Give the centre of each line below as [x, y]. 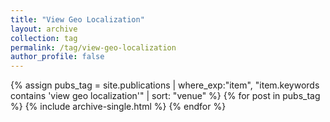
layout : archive [44, 29]
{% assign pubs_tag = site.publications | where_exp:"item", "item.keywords [165, 85]
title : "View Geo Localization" [77, 19]
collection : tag [44, 38]
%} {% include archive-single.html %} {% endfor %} [118, 107]
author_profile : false [57, 57]
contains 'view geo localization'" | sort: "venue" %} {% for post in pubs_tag [165, 96]
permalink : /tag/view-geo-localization [93, 47]
